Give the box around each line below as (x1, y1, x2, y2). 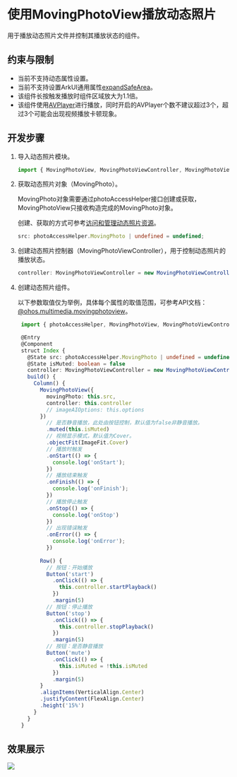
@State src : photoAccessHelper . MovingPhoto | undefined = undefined (27, 354, 233, 361)
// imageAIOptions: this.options (46, 406, 145, 414)
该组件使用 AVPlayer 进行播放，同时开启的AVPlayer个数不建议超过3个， (17, 100, 223, 109)
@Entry (20, 334, 40, 341)
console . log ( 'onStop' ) (52, 511, 119, 518)
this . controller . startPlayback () (59, 584, 157, 591)
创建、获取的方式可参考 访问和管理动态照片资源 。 (17, 218, 160, 227)
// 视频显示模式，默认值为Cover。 (46, 433, 135, 440)
